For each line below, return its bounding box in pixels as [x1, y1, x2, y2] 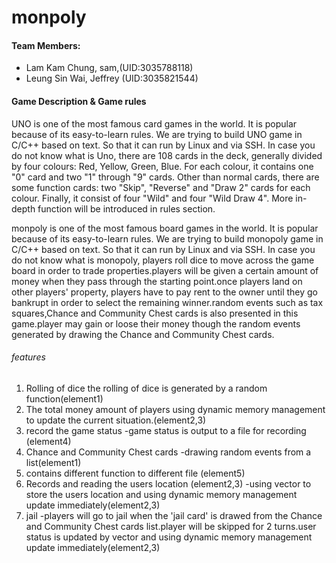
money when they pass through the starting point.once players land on [11, 275, 303, 287]
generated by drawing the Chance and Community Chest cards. [11, 328, 275, 340]
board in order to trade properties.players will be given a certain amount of [11, 264, 319, 276]
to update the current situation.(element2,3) [25, 414, 207, 426]
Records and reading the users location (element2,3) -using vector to [25, 477, 312, 490]
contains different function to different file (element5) [25, 467, 246, 479]
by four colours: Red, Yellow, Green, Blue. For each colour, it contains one [11, 160, 314, 172]
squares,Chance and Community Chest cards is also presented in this [11, 307, 299, 319]
